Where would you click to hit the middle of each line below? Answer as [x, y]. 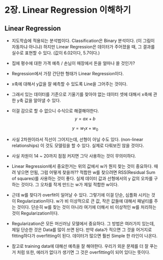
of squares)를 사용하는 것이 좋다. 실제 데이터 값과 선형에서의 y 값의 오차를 [82, 178]
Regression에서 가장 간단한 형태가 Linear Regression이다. [68, 73]
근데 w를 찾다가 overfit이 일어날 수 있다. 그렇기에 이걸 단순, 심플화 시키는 [81, 195]
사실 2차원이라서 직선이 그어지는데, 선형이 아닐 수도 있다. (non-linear [77, 139]
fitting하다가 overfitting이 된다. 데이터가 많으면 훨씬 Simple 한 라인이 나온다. [84, 236]
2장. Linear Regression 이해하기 [68, 10]
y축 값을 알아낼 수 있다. [39, 100]
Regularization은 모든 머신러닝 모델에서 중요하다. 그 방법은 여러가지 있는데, [83, 223]
